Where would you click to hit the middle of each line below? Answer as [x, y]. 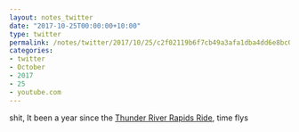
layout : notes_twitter [51, 17]
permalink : [29, 42]
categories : [31, 51]
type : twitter [36, 34]
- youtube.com [36, 92]
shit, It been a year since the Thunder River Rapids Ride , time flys [129, 118]
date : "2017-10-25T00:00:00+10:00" [75, 26]
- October [28, 68]
